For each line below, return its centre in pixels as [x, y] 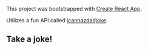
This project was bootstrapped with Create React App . [74, 9]
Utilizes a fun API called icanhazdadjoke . [57, 20]
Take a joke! [29, 39]
